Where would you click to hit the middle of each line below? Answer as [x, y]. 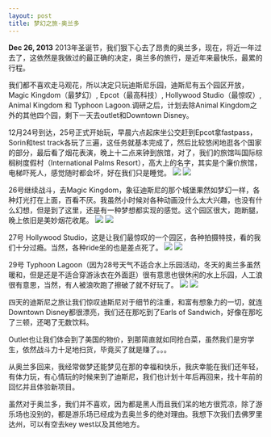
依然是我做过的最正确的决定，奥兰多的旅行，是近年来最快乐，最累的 [149, 57]
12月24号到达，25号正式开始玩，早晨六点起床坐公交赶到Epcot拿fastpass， [133, 132]
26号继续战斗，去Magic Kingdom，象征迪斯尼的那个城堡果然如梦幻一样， [131, 190]
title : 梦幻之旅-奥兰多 [44, 23]
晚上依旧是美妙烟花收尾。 [51, 220]
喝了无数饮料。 [68, 322]
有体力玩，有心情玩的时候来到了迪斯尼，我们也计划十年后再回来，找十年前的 [135, 376]
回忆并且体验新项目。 [44, 387]
